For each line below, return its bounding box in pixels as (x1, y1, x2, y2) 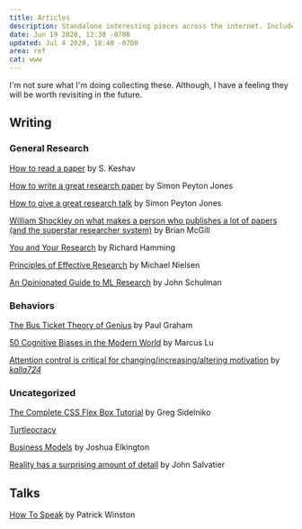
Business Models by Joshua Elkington (9, 442, 150, 453)
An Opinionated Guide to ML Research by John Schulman (9, 276, 222, 288)
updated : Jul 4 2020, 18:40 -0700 (9, 38, 139, 48)
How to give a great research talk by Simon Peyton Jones (9, 197, 222, 208)
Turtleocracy (9, 425, 57, 435)
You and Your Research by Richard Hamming (9, 242, 175, 253)
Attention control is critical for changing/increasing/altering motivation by (9, 354, 280, 365)
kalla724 (9, 363, 42, 374)
